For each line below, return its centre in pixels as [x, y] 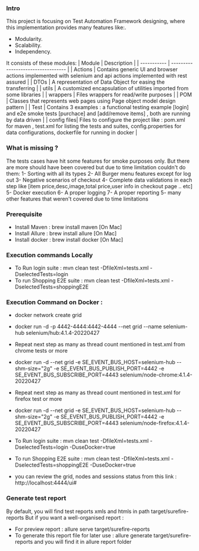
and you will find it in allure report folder [83, 541]
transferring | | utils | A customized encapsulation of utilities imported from [97, 88]
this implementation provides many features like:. [66, 27]
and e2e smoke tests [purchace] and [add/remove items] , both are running [98, 113]
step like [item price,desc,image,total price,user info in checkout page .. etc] [99, 186]
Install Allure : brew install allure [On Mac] [66, 233]
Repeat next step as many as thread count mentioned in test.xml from [100, 344]
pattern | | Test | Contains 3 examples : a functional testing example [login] [97, 107]
